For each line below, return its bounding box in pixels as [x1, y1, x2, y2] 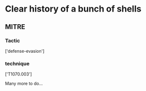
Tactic [5, 37, 20, 44]
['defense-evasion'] [5, 48, 45, 54]
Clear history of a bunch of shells [5, 3, 142, 15]
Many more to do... [5, 81, 43, 87]
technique [5, 60, 30, 67]
